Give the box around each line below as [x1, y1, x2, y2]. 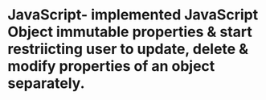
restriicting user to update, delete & [7, 40, 249, 58]
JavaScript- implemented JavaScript [7, 6, 259, 24]
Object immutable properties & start [7, 23, 252, 41]
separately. [7, 74, 85, 93]
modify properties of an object [7, 57, 215, 76]
